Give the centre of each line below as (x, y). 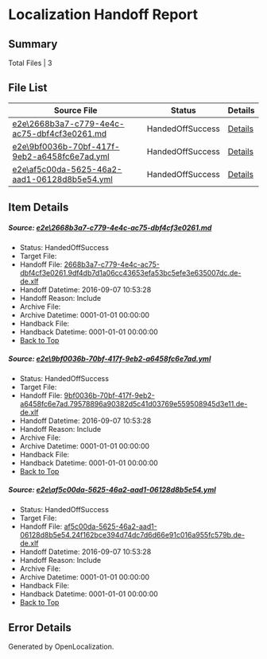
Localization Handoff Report (103, 15)
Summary (33, 44)
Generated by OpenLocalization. (61, 646)
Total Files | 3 (30, 63)
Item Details (39, 208)
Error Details (40, 628)
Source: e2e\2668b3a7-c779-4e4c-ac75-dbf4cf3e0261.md (110, 227)
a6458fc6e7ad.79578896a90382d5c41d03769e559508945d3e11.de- (133, 404)
